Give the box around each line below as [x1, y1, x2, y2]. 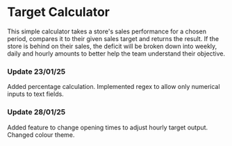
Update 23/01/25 [7, 67, 66, 76]
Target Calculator [7, 4, 110, 20]
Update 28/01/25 [7, 107, 66, 117]
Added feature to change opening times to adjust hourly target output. [7, 123, 208, 131]
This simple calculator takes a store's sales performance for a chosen [7, 27, 207, 35]
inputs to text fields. [7, 90, 64, 98]
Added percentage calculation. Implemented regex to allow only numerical [7, 83, 220, 91]
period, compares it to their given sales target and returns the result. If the [7, 34, 219, 42]
